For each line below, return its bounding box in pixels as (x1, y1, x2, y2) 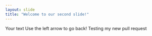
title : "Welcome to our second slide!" (5, 12, 89, 17)
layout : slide (5, 7, 35, 12)
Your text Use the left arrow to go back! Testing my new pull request (5, 25, 147, 31)
